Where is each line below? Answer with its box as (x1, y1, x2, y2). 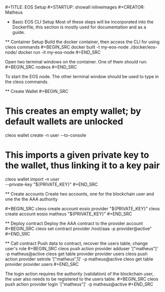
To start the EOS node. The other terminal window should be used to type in (5, 74, 159, 79)
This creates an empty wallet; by (5, 106, 141, 117)
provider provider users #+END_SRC (5, 261, 79, 267)
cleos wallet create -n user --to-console (5, 132, 86, 138)
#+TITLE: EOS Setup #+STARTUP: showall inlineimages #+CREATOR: (5, 4, 145, 10)
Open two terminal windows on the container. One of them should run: (5, 59, 147, 64)
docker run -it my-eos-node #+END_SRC (18, 49, 101, 55)
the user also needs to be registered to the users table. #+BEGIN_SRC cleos (5, 276, 159, 282)
